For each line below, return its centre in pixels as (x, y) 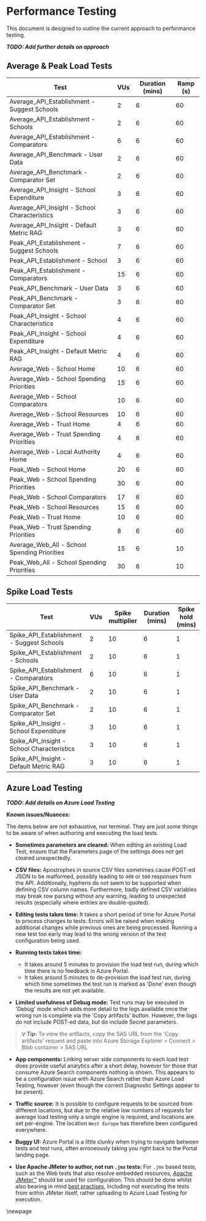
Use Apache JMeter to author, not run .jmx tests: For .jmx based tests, (106, 1167)
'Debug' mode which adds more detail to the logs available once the (101, 1009)
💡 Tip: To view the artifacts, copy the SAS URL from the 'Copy (100, 1034)
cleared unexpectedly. (43, 858)
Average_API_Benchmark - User (56, 154)
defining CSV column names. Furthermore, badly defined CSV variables (106, 890)
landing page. (32, 1155)
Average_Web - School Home (52, 369)
